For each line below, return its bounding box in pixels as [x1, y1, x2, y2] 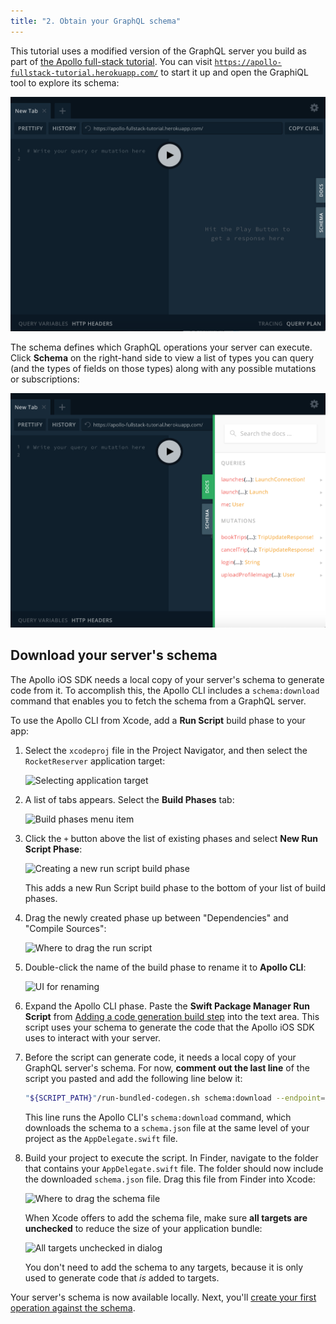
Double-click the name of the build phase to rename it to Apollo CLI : [24, 961, 307, 973]
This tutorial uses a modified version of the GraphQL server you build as [10, 45, 308, 57]
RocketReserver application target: [24, 755, 166, 767]
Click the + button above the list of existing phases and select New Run [24, 832, 318, 844]
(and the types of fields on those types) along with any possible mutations [10, 362, 317, 374]
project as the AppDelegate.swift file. [24, 1132, 178, 1144]
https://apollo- [214, 57, 282, 67]
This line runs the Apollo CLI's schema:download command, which [24, 1111, 292, 1123]
